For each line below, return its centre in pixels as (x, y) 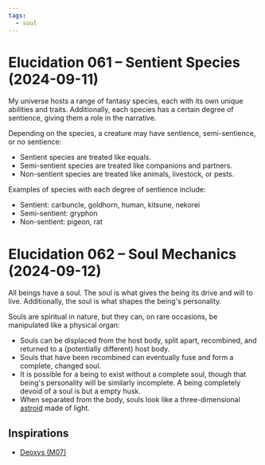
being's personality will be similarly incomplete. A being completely (130, 383)
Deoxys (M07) (43, 452)
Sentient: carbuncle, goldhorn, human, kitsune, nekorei (110, 205)
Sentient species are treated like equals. (85, 157)
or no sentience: (35, 142)
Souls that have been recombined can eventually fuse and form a (127, 358)
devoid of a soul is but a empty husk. (80, 391)
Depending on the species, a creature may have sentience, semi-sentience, (132, 134)
